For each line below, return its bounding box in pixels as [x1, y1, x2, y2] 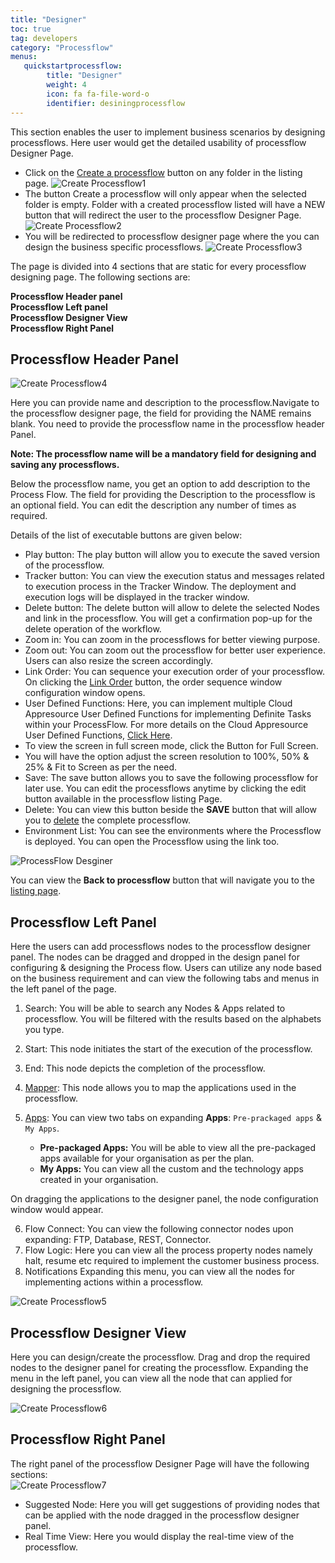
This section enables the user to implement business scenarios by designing [10, 126, 326, 138]
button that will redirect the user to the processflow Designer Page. [24, 209, 302, 221]
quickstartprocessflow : [23, 61, 123, 71]
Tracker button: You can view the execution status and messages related [24, 570, 325, 582]
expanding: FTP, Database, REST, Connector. [24, 1234, 212, 1246]
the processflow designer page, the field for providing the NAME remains [10, 407, 312, 420]
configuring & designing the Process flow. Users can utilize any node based [10, 962, 322, 974]
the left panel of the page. [10, 983, 117, 995]
